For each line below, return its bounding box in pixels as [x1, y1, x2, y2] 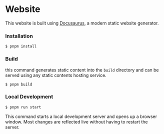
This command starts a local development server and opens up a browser [5, 113, 157, 119]
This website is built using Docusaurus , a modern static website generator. [5, 20, 159, 26]
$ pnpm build [5, 81, 32, 87]
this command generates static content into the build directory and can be [5, 66, 159, 73]
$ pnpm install [5, 44, 37, 49]
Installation [5, 32, 33, 39]
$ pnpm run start [5, 104, 41, 109]
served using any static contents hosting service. [5, 72, 106, 78]
